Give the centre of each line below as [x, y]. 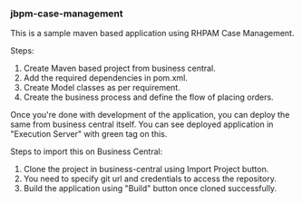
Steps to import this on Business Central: [87, 151]
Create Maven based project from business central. [119, 68]
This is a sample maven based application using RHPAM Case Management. [152, 34]
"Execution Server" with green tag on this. [89, 134]
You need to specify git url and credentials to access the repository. [150, 179]
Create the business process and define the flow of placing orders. [149, 97]
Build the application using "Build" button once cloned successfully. [150, 188]
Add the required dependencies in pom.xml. [106, 78]
